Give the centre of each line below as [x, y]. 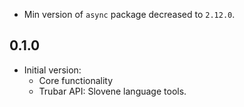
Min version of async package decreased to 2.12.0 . [129, 14]
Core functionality [76, 80]
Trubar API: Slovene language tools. [112, 91]
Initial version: [52, 70]
